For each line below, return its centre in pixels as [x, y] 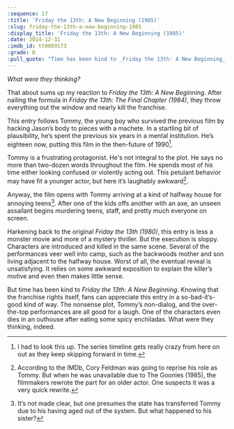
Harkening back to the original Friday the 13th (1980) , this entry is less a [110, 232]
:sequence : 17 [28, 14]
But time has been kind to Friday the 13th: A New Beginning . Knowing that [113, 289]
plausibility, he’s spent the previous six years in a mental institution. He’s [110, 135]
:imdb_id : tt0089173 [37, 46]
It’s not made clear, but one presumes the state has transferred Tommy [119, 403]
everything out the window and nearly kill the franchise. [87, 107]
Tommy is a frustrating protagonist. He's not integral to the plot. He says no [115, 158]
